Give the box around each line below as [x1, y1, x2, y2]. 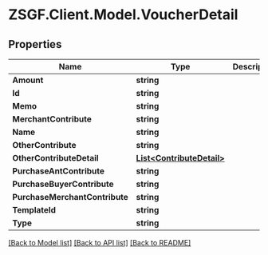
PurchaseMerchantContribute [12, 192, 129, 202]
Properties [8, 38, 62, 51]
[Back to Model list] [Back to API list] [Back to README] [8, 238, 191, 247]
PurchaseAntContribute [12, 165, 105, 177]
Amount [12, 74, 44, 86]
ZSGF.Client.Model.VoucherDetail [8, 6, 238, 24]
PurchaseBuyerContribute [12, 178, 114, 189]
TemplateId [12, 205, 57, 215]
